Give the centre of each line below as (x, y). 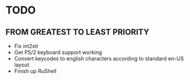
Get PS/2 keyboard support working (58, 52)
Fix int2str (26, 46)
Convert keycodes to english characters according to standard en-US (99, 59)
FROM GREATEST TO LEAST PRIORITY (78, 32)
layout (22, 65)
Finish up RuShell (35, 71)
